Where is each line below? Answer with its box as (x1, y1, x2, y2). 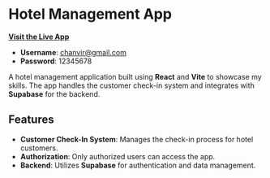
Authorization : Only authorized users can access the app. (19, 151, 216, 161)
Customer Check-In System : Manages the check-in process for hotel (19, 134, 254, 144)
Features (8, 113, 54, 127)
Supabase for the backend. (8, 89, 101, 98)
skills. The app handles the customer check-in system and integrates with (8, 80, 255, 90)
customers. (19, 143, 58, 153)
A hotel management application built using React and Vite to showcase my (8, 72, 262, 81)
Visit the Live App (8, 32, 70, 41)
